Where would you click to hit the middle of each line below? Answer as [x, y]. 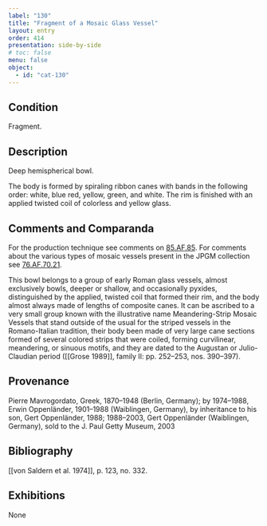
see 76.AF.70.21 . [35, 265]
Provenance [39, 381]
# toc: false [30, 53]
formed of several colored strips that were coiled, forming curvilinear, [122, 339]
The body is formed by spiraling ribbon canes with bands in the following [128, 186]
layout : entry [32, 30]
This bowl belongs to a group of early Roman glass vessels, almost [118, 280]
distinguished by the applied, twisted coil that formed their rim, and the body [134, 297]
